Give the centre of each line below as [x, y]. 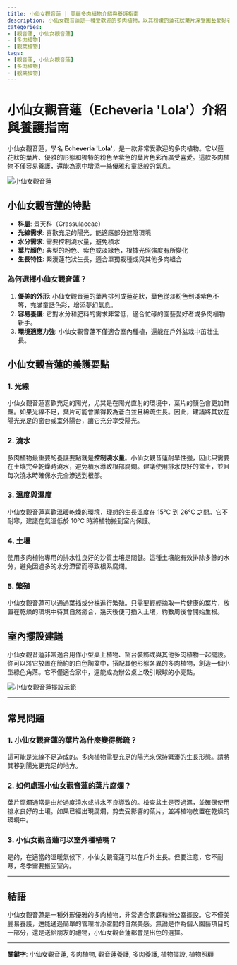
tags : [15, 54]
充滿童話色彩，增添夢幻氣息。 [73, 305]
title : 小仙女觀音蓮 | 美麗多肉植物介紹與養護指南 [73, 14]
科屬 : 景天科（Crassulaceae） [61, 224]
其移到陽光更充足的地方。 [44, 765]
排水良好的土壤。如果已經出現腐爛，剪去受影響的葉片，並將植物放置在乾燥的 [119, 811]
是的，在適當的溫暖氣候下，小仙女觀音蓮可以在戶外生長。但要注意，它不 [112, 857]
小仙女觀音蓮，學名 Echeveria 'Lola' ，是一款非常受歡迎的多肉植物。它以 [113, 148]
